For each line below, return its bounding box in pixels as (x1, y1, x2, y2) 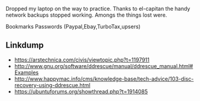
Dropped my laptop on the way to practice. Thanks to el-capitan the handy (5, 5, 190, 12)
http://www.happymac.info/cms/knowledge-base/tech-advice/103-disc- (14, 75, 194, 82)
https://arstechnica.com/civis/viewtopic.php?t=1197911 (14, 56, 150, 63)
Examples (14, 69, 39, 76)
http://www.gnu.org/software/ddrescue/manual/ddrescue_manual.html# (14, 62, 193, 69)
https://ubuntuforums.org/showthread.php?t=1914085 (14, 88, 148, 95)
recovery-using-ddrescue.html (14, 81, 91, 88)
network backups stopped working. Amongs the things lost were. (5, 11, 168, 19)
